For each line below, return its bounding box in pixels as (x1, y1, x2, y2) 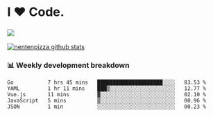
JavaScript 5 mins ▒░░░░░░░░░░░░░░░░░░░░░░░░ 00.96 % (7, 97, 207, 104)
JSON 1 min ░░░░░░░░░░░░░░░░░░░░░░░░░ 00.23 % (7, 103, 207, 110)
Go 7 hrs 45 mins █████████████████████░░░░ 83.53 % (7, 79, 207, 86)
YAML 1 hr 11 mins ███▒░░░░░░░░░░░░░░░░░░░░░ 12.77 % (7, 84, 207, 92)
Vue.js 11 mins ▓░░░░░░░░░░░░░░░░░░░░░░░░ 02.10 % (7, 91, 207, 98)
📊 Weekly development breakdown (7, 60, 130, 70)
